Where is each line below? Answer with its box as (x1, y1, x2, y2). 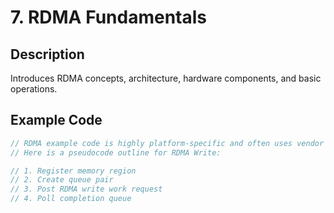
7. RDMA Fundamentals (10, 6, 207, 29)
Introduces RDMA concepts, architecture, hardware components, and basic (10, 72, 322, 84)
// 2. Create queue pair (10, 175, 114, 185)
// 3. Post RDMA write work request (10, 184, 163, 195)
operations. (10, 83, 58, 95)
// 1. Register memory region (10, 166, 137, 176)
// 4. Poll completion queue (10, 194, 132, 204)
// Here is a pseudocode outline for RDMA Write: (10, 147, 222, 158)
